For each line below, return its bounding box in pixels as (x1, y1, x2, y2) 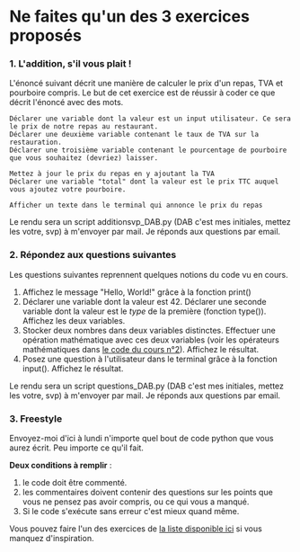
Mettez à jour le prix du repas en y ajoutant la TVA (9, 169, 216, 179)
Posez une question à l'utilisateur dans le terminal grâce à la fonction (22, 353, 278, 364)
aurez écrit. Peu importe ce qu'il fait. (9, 442, 144, 453)
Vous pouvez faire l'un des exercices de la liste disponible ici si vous (9, 523, 262, 534)
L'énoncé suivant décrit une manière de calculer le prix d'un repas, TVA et (9, 78, 284, 89)
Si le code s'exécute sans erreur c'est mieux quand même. (22, 506, 240, 517)
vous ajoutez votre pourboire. (9, 185, 127, 194)
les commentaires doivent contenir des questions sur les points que (22, 487, 274, 498)
